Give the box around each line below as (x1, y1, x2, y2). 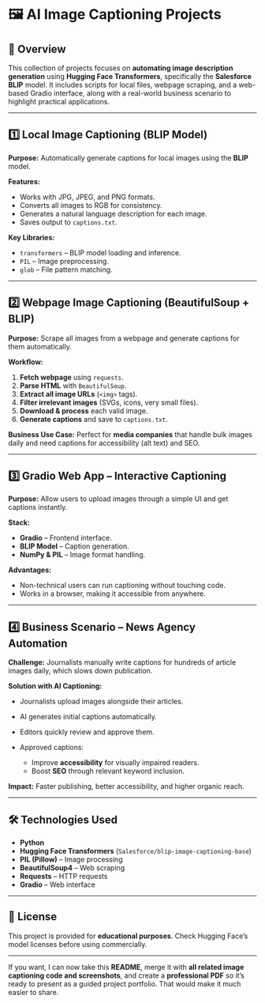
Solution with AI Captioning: (8, 681, 103, 691)
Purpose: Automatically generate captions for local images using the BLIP (8, 153, 248, 162)
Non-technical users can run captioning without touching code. (19, 581, 226, 590)
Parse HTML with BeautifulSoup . (19, 380, 127, 390)
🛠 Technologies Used (8, 813, 118, 826)
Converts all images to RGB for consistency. (19, 200, 163, 209)
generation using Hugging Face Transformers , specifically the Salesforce (8, 72, 252, 81)
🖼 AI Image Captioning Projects (8, 6, 222, 24)
